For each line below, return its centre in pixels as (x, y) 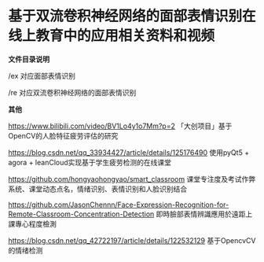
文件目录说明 (29, 59)
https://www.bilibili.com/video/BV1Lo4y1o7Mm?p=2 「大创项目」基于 (120, 126)
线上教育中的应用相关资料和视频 (112, 36)
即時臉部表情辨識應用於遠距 (201, 214)
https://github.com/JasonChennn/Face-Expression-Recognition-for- (119, 205)
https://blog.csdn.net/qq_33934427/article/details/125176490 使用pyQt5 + (129, 152)
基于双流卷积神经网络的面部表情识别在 (132, 16)
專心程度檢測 (35, 223)
